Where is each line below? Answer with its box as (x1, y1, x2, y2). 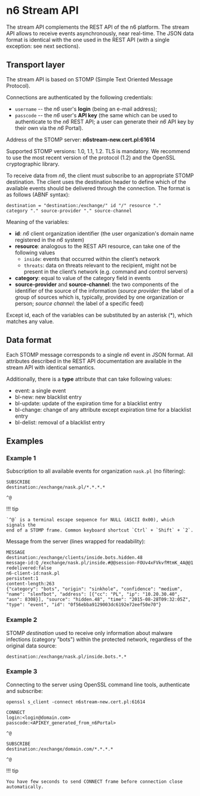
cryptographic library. (6, 160, 60, 168)
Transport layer (6, 60, 65, 70)
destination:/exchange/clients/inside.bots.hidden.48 (6, 555, 143, 561)
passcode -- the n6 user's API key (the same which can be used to (14, 111, 178, 119)
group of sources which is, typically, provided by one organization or (14, 293, 184, 300)
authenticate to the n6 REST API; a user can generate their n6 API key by (14, 118, 194, 125)
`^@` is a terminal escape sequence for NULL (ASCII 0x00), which (6, 517, 175, 523)
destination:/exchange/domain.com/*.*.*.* (6, 746, 113, 752)
